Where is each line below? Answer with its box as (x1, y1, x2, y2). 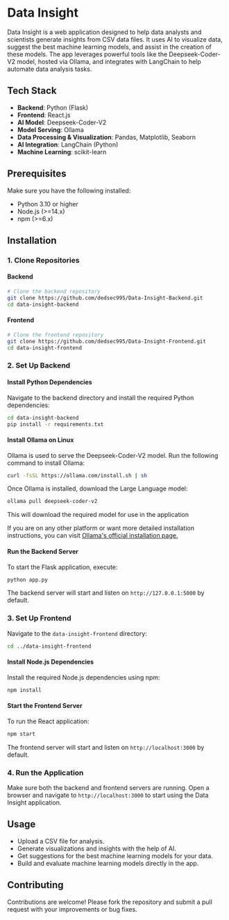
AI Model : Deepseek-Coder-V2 (17, 118, 107, 126)
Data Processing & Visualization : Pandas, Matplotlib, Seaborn (17, 133, 196, 141)
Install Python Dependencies (7, 378, 92, 386)
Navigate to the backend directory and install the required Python (7, 393, 194, 402)
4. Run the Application (7, 768, 84, 778)
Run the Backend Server (7, 547, 78, 555)
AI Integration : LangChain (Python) (17, 140, 119, 149)
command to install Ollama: (7, 459, 85, 467)
